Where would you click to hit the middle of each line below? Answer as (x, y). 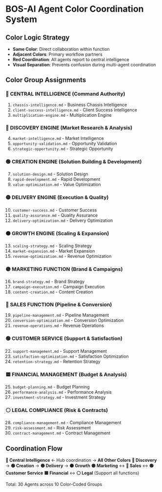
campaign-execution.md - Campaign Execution (59, 287)
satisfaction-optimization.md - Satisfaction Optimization (71, 356)
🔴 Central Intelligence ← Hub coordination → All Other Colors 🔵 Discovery (81, 460)
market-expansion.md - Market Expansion (54, 251)
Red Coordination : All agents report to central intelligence (71, 59)
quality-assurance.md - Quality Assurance (55, 215)
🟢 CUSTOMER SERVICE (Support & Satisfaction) (64, 339)
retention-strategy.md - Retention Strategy (56, 361)
